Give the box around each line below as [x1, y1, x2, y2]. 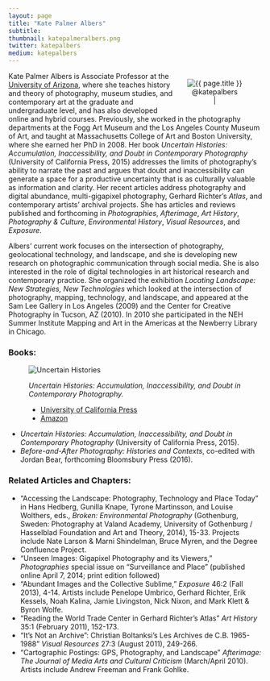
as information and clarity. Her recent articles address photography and [8, 183, 246, 192]
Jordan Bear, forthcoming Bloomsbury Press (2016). [19, 455, 193, 464]
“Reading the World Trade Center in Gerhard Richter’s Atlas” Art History [19, 613, 258, 623]
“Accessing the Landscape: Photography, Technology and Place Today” [19, 493, 259, 503]
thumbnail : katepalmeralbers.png [8, 34, 121, 43]
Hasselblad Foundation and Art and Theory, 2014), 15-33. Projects [19, 527, 240, 537]
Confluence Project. [19, 545, 87, 554]
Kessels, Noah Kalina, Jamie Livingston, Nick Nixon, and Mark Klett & [19, 596, 250, 605]
